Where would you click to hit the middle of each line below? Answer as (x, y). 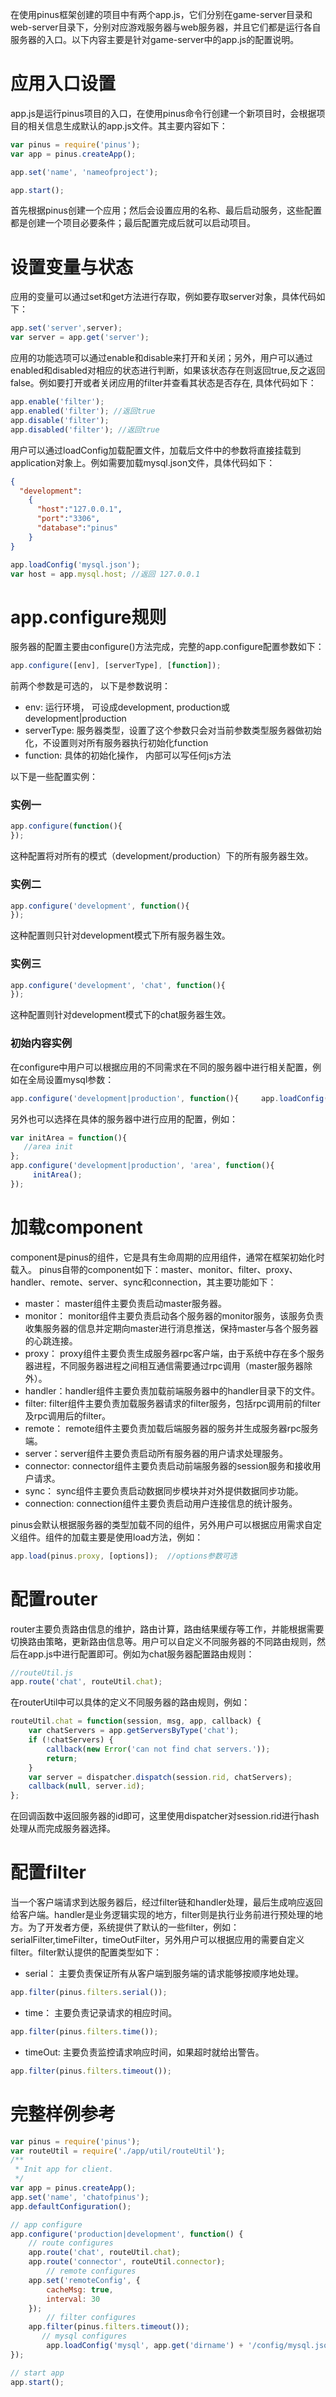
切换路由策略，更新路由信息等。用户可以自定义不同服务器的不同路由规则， (163, 1641)
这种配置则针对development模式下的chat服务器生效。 (121, 1015)
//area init (48, 1147)
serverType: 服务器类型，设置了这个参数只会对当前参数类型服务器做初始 (173, 730)
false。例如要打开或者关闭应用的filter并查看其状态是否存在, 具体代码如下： (163, 383)
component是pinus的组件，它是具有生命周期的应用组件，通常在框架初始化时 (167, 1257)
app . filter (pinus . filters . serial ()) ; (89, 1993)
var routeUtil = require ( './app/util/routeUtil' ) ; (118, 2151)
